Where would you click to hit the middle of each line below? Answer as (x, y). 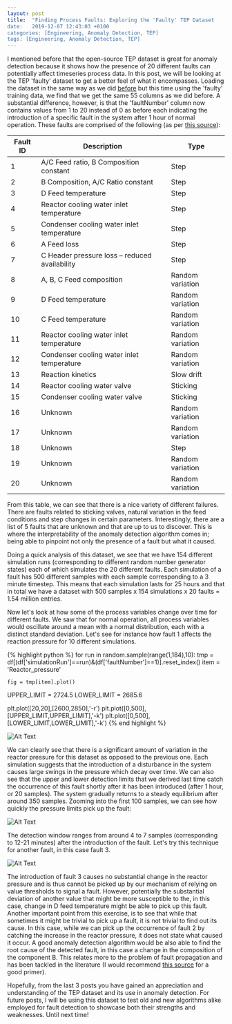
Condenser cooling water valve (92, 397)
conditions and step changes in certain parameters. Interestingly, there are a (116, 519)
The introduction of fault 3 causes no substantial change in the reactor (108, 877)
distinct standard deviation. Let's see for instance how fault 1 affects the (109, 634)
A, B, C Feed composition (82, 280)
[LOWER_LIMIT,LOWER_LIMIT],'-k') (57, 723)
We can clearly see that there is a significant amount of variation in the (108, 750)
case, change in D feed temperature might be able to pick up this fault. (108, 906)
